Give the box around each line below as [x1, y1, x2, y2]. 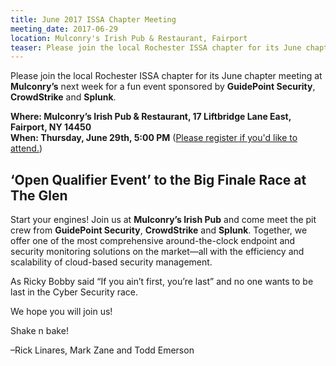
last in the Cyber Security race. [10, 286, 139, 298]
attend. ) [10, 142, 43, 155]
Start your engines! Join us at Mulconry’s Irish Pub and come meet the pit [10, 214, 317, 226]
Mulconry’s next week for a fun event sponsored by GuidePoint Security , [10, 81, 316, 93]
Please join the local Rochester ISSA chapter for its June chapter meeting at [10, 70, 323, 82]
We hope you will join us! [10, 306, 113, 318]
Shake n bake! [10, 325, 69, 337]
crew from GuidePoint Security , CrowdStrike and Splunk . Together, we [10, 224, 308, 236]
